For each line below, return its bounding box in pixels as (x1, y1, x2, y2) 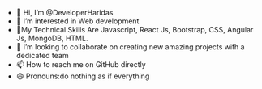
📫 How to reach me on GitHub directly (15, 60, 146, 69)
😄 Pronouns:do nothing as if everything (15, 71, 150, 81)
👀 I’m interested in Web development (15, 16, 140, 26)
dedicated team (15, 51, 69, 60)
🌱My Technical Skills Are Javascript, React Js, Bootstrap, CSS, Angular (15, 25, 254, 34)
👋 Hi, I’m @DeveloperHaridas (15, 8, 114, 17)
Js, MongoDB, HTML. (15, 33, 88, 43)
